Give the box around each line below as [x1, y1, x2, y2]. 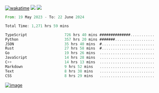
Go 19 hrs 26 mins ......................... [5, 50, 155, 56]
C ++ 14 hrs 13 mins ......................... [5, 60, 155, 65]
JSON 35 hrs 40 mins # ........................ [5, 42, 155, 46]
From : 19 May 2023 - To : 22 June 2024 [5, 15, 84, 20]
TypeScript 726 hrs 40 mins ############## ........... [5, 32, 155, 37]
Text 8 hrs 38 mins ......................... [5, 69, 155, 73]
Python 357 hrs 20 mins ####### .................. [5, 37, 155, 42]
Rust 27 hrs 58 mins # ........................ [5, 46, 155, 51]
